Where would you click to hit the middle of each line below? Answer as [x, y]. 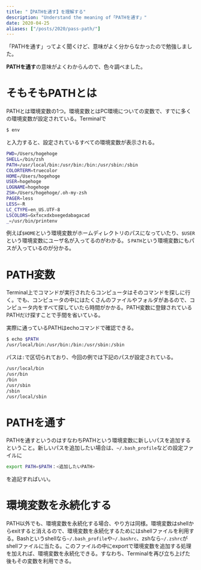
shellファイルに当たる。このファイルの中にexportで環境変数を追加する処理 [99, 546]
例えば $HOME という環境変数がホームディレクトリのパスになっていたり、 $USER [100, 233]
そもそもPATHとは [52, 93]
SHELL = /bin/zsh [25, 159]
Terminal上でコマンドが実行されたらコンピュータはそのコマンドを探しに [96, 293]
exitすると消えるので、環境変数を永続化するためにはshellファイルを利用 [100, 531]
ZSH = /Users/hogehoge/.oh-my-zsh [46, 193]
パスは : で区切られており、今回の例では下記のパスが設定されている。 [91, 357]
